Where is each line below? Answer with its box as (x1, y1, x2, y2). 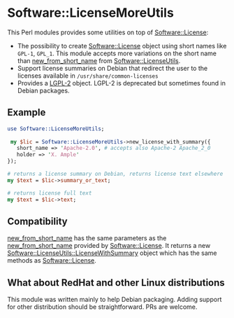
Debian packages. (17, 86, 70, 95)
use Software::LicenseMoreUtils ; (7, 125, 105, 132)
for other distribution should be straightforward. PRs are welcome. (7, 303, 198, 311)
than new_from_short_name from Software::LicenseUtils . (17, 56, 181, 64)
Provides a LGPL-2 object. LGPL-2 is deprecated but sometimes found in (17, 78, 226, 87)
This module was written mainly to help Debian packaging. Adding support (7, 296, 222, 304)
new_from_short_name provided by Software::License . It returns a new (7, 242, 211, 250)
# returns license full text (7, 189, 92, 197)
